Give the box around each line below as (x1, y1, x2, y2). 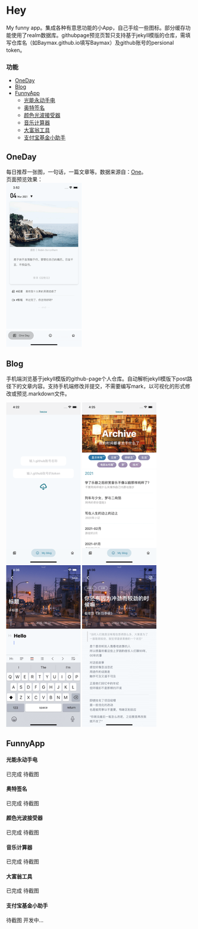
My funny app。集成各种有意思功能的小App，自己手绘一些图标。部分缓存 (6, 24, 186, 31)
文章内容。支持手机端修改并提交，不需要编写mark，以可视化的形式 (21, 383, 186, 390)
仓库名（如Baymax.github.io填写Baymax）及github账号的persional (11, 39, 174, 46)
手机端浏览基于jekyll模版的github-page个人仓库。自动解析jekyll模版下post (6, 375, 187, 382)
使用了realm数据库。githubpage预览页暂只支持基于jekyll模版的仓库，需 (11, 31, 186, 39)
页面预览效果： (6, 176, 43, 183)
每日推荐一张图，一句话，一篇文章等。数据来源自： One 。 (6, 168, 147, 176)
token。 (6, 46, 26, 54)
